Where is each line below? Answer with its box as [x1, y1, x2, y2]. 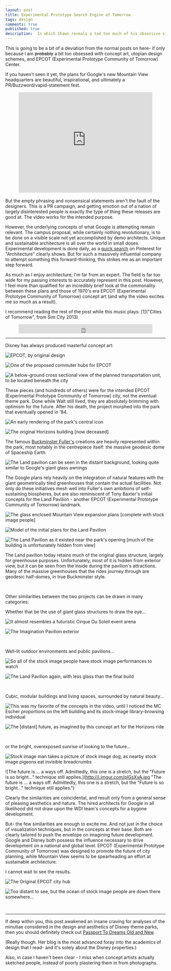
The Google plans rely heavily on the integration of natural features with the [5, 475, 164, 481]
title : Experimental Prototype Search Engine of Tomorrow [5, 12, 131, 17]
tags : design [5, 17, 33, 22]
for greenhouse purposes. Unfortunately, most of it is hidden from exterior [5, 558, 161, 563]
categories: [5, 599, 29, 605]
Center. [5, 62, 21, 67]
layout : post [5, 7, 33, 13]
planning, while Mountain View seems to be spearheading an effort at [5, 853, 151, 859]
